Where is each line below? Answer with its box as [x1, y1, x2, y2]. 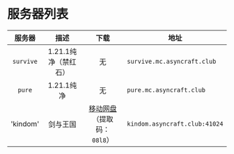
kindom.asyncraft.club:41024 [127, 119, 224, 128]
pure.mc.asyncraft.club [127, 86, 206, 94]
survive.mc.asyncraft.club [127, 57, 217, 65]
